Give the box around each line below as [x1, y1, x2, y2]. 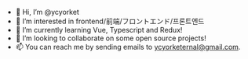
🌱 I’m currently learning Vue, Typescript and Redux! [15, 26, 183, 34]
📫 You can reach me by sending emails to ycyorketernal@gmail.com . [15, 43, 241, 51]
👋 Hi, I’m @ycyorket [15, 8, 80, 16]
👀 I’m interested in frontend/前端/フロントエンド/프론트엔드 [15, 16, 205, 26]
